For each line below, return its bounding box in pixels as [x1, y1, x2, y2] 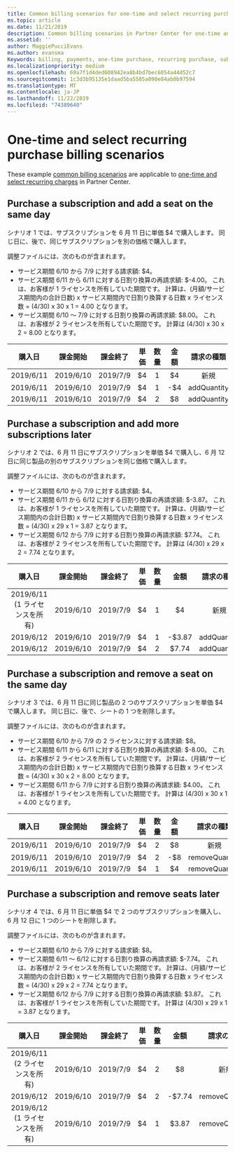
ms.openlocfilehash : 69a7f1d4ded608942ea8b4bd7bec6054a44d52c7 [7, 69, 196, 76]
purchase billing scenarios [7, 147, 165, 163]
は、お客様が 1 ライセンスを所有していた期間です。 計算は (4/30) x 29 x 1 [17, 999, 227, 1007]
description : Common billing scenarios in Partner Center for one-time [7, 29, 220, 37]
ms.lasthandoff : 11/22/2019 [7, 95, 90, 102]
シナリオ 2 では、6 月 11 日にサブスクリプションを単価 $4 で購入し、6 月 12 [7, 448, 225, 457]
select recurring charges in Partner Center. [7, 177, 131, 186]
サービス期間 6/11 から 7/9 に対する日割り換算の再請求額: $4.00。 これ [17, 780, 221, 789]
